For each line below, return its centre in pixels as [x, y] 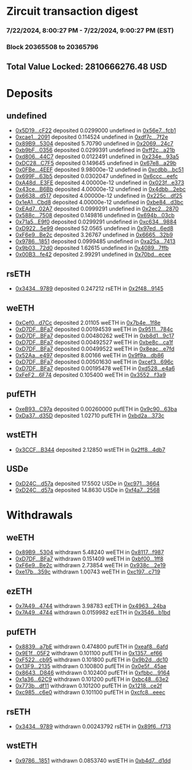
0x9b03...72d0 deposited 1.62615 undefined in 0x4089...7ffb [92, 248]
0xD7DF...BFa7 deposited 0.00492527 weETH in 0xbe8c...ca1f [94, 343]
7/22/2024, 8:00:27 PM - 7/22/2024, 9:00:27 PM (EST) [90, 31]
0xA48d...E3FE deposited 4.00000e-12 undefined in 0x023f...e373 [100, 183]
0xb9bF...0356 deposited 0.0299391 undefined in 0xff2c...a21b [95, 150]
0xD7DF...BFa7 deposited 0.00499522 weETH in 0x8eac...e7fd [95, 349]
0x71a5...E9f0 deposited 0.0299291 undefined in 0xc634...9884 [96, 222]
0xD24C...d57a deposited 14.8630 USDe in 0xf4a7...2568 [87, 490]
